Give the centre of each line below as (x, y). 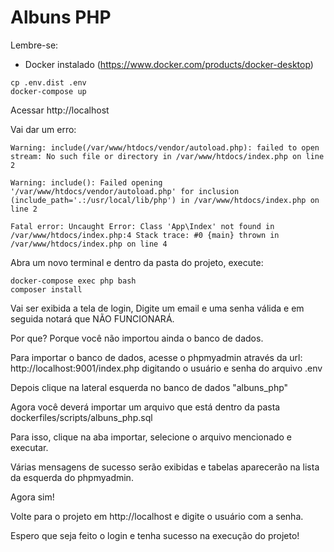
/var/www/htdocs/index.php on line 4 (89, 244)
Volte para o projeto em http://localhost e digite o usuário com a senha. (157, 516)
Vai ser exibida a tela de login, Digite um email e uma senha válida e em (157, 308)
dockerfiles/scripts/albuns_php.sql (81, 417)
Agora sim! (32, 497)
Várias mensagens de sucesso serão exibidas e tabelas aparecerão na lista (165, 467)
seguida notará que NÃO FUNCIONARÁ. (92, 318)
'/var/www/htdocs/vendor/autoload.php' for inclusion (125, 191)
